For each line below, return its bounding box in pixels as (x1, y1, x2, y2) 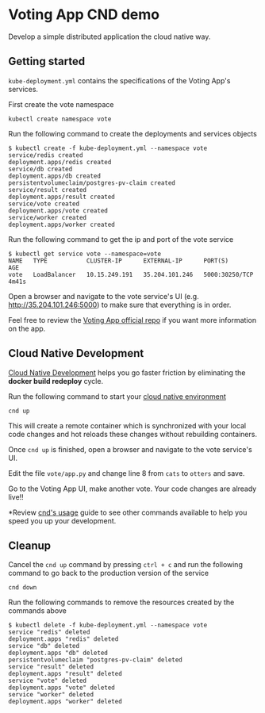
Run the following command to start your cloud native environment (8, 391, 226, 401)
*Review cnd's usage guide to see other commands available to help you (8, 508, 248, 517)
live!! (8, 492, 24, 501)
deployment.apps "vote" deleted (8, 684, 115, 692)
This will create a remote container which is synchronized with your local (8, 420, 247, 430)
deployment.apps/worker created (8, 220, 115, 228)
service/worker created (8, 213, 87, 221)
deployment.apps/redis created (8, 158, 112, 166)
